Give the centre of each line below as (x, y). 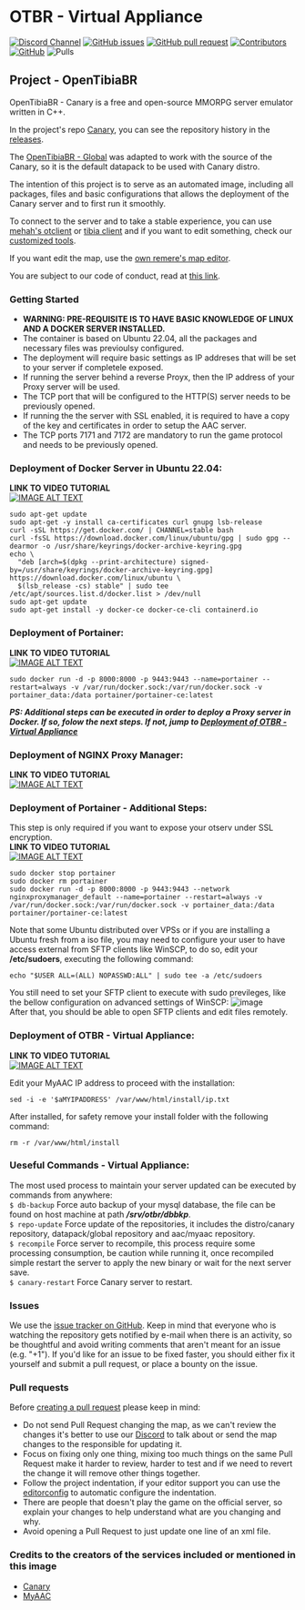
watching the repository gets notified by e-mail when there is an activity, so (151, 1335)
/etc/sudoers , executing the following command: (102, 959)
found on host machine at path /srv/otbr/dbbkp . (100, 1214)
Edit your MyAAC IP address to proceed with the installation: (122, 1083)
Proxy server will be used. (71, 387)
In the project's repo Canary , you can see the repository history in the (140, 129)
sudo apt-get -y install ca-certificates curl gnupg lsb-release (136, 522)
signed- (195, 562)
